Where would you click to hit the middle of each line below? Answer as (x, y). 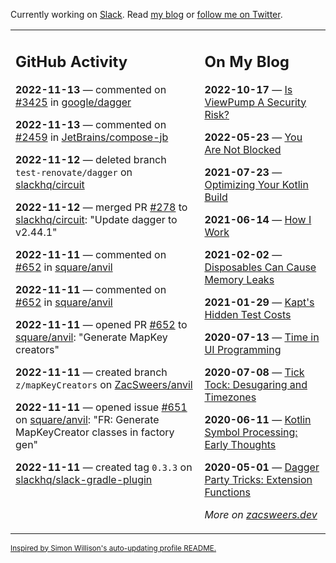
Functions (227, 492)
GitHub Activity (71, 61)
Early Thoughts (240, 444)
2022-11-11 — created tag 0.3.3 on (104, 467)
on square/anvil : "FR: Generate (87, 419)
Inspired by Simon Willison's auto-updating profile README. (113, 548)
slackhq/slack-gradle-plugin (84, 479)
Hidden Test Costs (248, 314)
